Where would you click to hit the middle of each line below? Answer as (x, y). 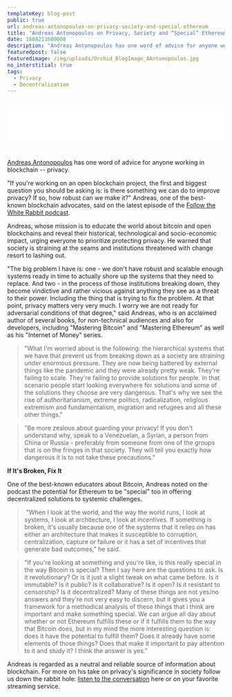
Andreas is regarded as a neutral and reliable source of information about (112, 664)
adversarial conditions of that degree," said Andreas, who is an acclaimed (112, 313)
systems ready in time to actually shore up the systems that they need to (110, 276)
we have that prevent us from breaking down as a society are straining (124, 356)
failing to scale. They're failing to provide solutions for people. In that (122, 378)
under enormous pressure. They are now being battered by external (120, 363)
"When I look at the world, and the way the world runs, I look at (116, 512)
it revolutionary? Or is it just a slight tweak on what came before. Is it (121, 577)
